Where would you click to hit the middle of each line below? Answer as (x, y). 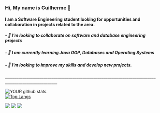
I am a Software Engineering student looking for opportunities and (73, 19)
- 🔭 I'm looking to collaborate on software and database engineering (75, 35)
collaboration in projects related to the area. (50, 24)
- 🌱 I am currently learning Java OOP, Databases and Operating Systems (80, 53)
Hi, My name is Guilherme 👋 (38, 8)
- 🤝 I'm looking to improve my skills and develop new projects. (68, 65)
